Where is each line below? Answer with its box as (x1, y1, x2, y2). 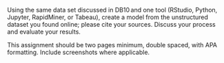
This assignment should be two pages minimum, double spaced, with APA (7, 41, 217, 49)
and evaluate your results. (7, 27, 81, 36)
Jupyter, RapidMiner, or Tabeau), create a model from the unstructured (7, 13, 209, 21)
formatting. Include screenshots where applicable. (7, 48, 150, 56)
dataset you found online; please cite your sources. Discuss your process (7, 21, 216, 28)
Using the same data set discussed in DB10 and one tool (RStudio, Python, (7, 6, 218, 14)
